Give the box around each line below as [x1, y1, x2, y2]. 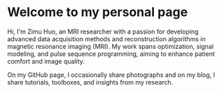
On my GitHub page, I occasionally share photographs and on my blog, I [7, 71, 216, 79]
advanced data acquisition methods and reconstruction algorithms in [7, 34, 206, 43]
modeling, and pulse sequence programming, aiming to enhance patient [7, 50, 215, 58]
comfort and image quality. [7, 57, 85, 65]
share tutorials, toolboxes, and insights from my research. [7, 78, 174, 86]
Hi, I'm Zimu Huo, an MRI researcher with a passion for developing [7, 27, 199, 36]
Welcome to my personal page [7, 4, 188, 20]
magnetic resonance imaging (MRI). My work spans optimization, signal [7, 42, 214, 50]
